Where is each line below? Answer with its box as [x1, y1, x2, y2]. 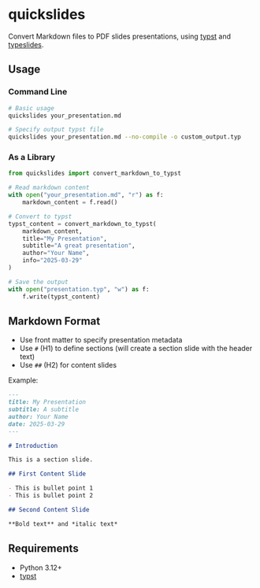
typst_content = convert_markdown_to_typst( [8, 220, 157, 227]
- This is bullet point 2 [8, 492, 93, 500]
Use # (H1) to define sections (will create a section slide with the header [19, 344, 253, 353]
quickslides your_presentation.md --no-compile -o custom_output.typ [8, 133, 242, 141]
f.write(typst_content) [22, 293, 101, 301]
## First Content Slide [8, 470, 87, 478]
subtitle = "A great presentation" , [22, 242, 136, 250]
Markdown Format [8, 314, 101, 327]
